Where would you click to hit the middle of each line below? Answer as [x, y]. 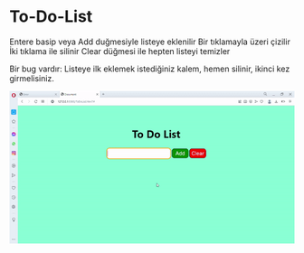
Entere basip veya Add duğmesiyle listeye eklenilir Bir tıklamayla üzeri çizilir [150, 42]
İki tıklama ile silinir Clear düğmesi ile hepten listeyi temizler [120, 51]
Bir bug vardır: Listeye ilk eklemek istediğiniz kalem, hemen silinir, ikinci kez [150, 69]
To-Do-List [51, 17]
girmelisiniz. [32, 78]
